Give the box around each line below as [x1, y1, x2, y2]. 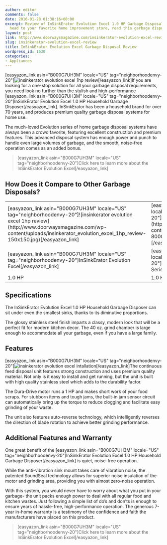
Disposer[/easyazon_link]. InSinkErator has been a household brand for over [5, 104, 162, 110]
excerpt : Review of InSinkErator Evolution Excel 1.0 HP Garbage [5, 21, 143, 26]
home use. [5, 114, 27, 120]
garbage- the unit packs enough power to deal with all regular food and [5, 493, 152, 499]
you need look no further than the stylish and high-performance [5, 88, 136, 94]
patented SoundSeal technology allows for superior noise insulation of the [5, 472, 157, 479]
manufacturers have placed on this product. [5, 514, 95, 520]
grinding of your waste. [5, 404, 53, 410]
